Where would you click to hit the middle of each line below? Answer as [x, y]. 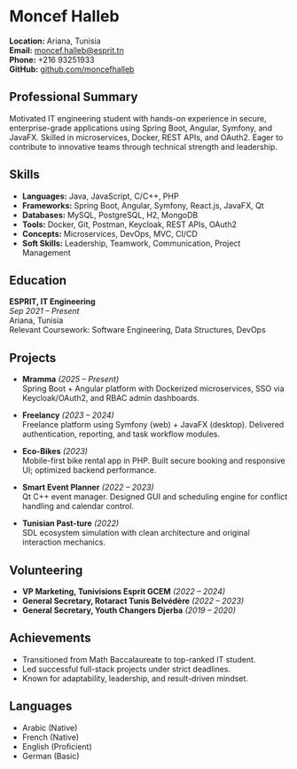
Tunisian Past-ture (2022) [70, 523]
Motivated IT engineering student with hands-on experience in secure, [138, 118]
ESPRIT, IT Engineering [52, 302]
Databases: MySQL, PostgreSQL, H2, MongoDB [110, 215]
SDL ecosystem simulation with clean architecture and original [136, 533]
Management [46, 252]
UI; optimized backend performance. [89, 470]
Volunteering [46, 570]
